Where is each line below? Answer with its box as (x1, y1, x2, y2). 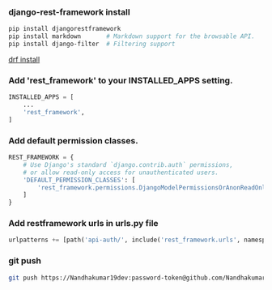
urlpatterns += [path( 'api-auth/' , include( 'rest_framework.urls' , (8, 236, 241, 245)
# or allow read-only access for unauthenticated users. (23, 168, 219, 177)
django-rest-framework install (8, 6, 131, 18)
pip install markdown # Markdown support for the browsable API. (8, 32, 255, 41)
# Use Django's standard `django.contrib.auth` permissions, (23, 160, 233, 168)
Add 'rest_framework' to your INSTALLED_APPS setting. (8, 75, 233, 86)
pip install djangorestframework (8, 25, 121, 33)
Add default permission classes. (8, 134, 139, 146)
